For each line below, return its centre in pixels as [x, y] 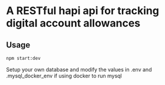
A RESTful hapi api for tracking [82, 11]
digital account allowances [73, 23]
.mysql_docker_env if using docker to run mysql [64, 76]
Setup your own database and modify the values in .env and [79, 69]
